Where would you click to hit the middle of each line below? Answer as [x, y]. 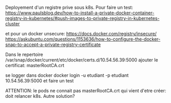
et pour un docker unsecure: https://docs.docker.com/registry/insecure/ [81, 34]
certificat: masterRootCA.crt [35, 65]
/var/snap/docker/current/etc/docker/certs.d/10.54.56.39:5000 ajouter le [82, 60]
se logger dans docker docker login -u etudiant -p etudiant [67, 75]
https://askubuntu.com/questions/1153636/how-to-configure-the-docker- [83, 39]
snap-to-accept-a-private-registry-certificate [53, 45]
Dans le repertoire [24, 54]
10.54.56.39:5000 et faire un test [40, 81]
